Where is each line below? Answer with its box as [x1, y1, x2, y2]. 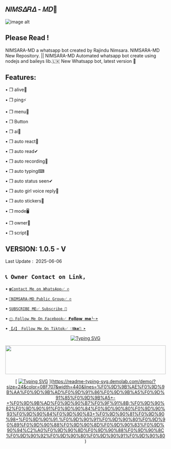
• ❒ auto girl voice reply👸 [5, 188, 59, 194]
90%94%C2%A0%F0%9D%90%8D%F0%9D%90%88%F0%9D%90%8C [7, 428, 164, 434]
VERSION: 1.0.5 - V [5, 244, 66, 253]
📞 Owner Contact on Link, [5, 273, 87, 280]
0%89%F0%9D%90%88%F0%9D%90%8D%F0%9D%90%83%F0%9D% [7, 422, 164, 428]
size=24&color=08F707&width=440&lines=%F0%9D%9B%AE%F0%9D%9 [6, 384, 165, 390]
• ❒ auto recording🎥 [5, 158, 48, 164]
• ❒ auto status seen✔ [5, 178, 53, 184]
